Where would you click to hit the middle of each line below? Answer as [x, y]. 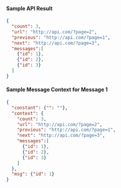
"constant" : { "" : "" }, [40, 108]
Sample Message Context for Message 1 [57, 90]
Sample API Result [30, 8]
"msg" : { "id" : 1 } [33, 174]
